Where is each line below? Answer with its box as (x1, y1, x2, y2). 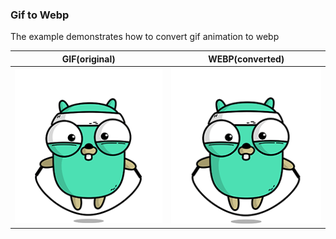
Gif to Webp (10, 8, 70, 22)
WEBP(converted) (208, 53, 285, 65)
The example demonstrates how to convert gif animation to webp (10, 31, 280, 43)
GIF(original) (61, 53, 116, 65)
